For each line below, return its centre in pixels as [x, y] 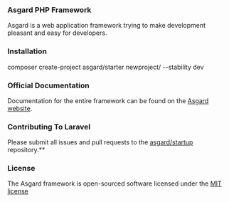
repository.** [26, 150]
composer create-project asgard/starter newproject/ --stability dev [106, 67]
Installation [27, 51]
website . [20, 108]
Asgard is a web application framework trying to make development [107, 26]
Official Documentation [49, 85]
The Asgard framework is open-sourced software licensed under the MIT [114, 184]
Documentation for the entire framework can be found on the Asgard [108, 100]
